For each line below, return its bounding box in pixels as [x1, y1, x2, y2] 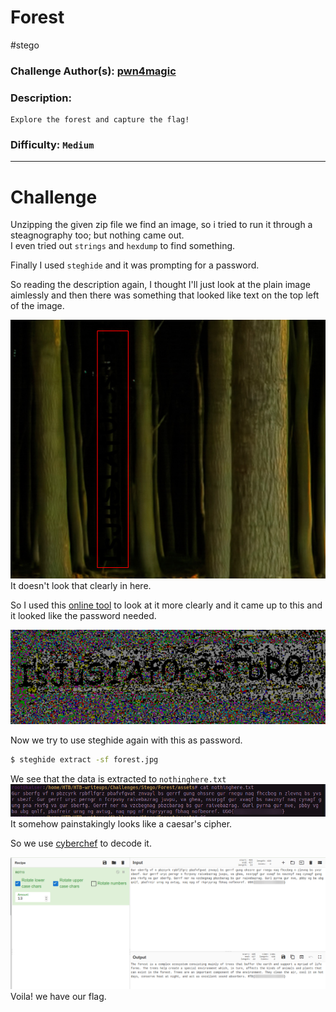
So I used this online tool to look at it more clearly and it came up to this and [10, 599, 323, 611]
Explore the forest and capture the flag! [10, 115, 190, 125]
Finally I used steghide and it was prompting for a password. [10, 259, 260, 271]
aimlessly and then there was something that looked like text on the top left [10, 289, 320, 301]
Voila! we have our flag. [10, 990, 107, 1002]
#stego [10, 39, 40, 51]
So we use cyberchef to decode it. [10, 837, 152, 849]
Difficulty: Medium [10, 138, 95, 152]
